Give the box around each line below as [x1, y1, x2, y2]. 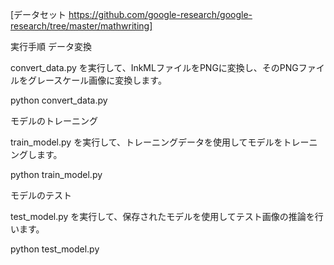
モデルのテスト [10, 189, 72, 201]
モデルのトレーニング [10, 115, 98, 127]
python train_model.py [10, 169, 103, 180]
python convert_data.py [10, 94, 108, 106]
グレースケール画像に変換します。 [27, 74, 167, 86]
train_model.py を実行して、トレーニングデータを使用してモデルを [10, 136, 283, 148]
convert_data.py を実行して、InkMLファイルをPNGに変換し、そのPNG [10, 62, 299, 73]
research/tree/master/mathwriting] [10, 20, 153, 32]
